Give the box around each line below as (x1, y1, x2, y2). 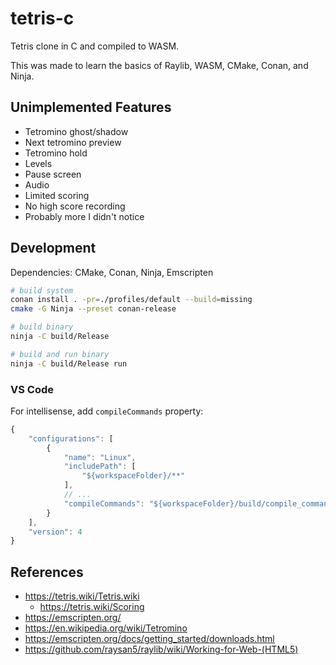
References (10, 563, 84, 581)
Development (10, 240, 97, 257)
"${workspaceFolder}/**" (81, 471, 186, 481)
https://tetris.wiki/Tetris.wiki (24, 590, 140, 602)
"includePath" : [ (63, 462, 137, 472)
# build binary (10, 322, 74, 332)
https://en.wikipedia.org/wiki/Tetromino (24, 622, 188, 634)
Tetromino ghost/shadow (24, 125, 129, 137)
